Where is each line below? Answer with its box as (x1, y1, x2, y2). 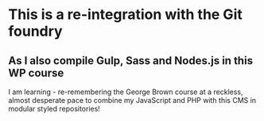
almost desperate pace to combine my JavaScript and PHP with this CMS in (8, 96, 257, 104)
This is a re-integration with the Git (8, 6, 243, 24)
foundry (8, 22, 63, 40)
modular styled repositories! (8, 104, 101, 113)
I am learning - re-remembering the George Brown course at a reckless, (8, 87, 244, 96)
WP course (8, 66, 64, 80)
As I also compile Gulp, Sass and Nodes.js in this (8, 54, 253, 67)
